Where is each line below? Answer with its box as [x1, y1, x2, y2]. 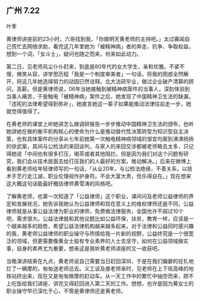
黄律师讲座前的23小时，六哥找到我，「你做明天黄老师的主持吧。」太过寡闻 [6, 35, 185, 42]
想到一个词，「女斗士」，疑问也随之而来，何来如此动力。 [6, 50, 142, 57]
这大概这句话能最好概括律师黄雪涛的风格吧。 [6, 180, 116, 187]
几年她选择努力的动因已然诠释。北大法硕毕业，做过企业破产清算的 [26, 78, 189, 85]
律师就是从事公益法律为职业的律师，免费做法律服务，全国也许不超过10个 [6, 208, 184, 215]
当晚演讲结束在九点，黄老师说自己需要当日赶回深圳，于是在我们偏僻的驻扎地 [6, 257, 194, 264]
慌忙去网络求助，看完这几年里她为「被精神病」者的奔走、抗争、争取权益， [11, 42, 194, 50]
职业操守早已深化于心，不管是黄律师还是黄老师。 [6, 287, 126, 294]
